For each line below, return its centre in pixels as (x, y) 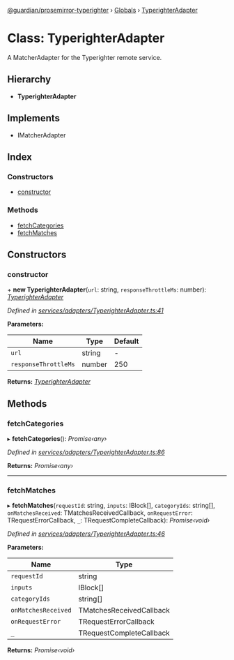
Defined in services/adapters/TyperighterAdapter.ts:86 (86, 452)
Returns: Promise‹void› (41, 650)
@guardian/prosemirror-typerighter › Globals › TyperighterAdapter (103, 10)
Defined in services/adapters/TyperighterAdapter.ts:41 (85, 310)
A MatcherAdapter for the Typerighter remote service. (85, 57)
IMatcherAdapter (41, 135)
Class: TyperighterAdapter (86, 38)
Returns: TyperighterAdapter (49, 382)
